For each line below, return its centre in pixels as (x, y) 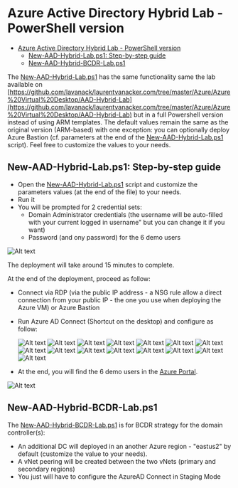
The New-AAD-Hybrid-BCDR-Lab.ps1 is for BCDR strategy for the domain (115, 425)
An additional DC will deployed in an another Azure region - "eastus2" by (124, 446)
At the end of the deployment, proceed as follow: (79, 278)
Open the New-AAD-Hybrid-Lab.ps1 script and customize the (107, 184)
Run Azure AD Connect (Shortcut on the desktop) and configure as (115, 321)
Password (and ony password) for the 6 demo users (104, 237)
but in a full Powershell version (179, 115)
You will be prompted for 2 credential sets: (80, 207)
